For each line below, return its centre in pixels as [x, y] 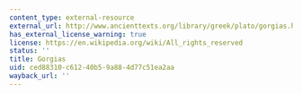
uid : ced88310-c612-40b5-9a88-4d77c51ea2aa [92, 68]
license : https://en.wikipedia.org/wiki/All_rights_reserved [126, 43]
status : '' [30, 51]
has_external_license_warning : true [78, 34]
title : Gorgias [38, 59]
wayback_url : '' [40, 76]
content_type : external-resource [72, 17]
